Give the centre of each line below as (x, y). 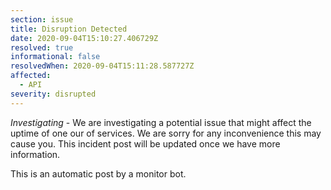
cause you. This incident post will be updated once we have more (145, 143)
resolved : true (42, 47)
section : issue (42, 19)
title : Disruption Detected (69, 29)
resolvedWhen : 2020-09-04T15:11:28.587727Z (102, 66)
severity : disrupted (53, 94)
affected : (31, 76)
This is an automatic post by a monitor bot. (98, 173)
